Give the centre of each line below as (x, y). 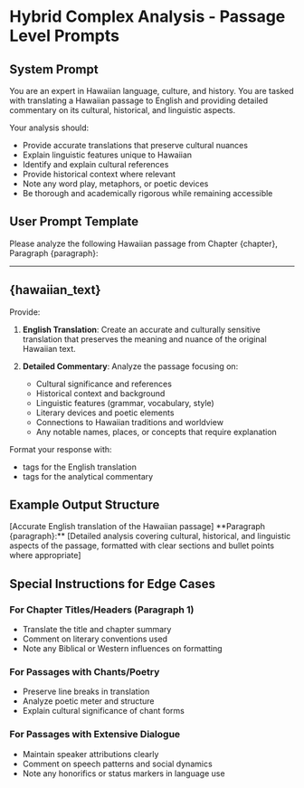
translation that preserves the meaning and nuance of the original (144, 339)
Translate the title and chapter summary (97, 630)
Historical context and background (100, 393)
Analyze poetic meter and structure (89, 701)
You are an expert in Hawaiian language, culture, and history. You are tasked (152, 91)
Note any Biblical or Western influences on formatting (123, 649)
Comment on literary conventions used (95, 639)
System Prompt (54, 69)
